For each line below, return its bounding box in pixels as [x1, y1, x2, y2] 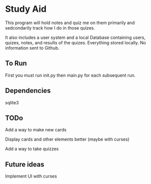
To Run [5, 59, 27, 67]
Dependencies [5, 87, 51, 95]
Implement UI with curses [5, 173, 57, 179]
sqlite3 [5, 99, 19, 105]
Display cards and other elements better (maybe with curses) [5, 136, 130, 142]
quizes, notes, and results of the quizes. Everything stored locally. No [5, 39, 147, 45]
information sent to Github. [5, 45, 60, 51]
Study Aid [5, 3, 47, 15]
